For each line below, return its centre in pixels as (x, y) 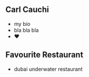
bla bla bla (26, 30)
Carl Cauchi (27, 10)
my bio (22, 24)
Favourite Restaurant (44, 55)
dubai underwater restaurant (48, 69)
